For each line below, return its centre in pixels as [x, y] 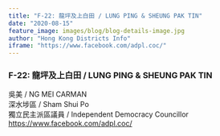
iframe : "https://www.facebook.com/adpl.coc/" [88, 46]
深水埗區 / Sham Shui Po [49, 105]
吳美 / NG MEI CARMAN [48, 94]
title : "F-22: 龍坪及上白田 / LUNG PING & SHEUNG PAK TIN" [106, 16]
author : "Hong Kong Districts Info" [69, 38]
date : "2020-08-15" [41, 23]
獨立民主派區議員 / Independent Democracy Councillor [98, 114]
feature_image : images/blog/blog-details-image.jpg [96, 31]
